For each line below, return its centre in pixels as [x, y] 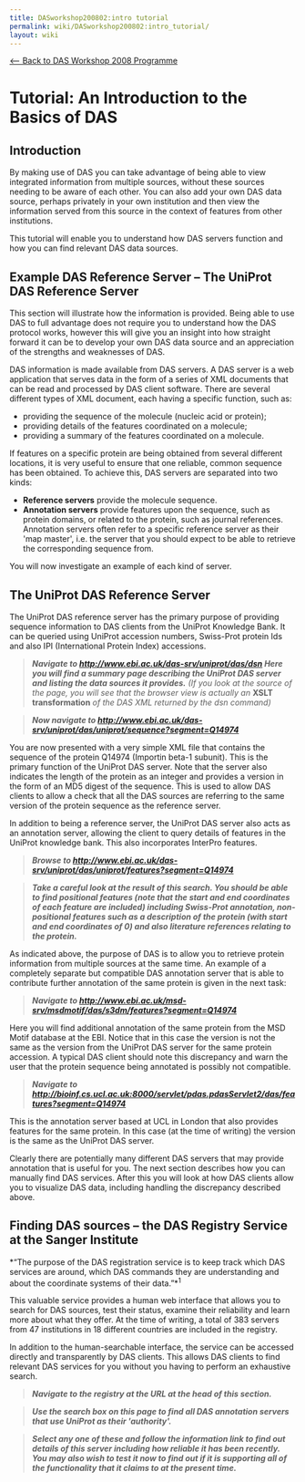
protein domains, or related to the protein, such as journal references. [153, 520]
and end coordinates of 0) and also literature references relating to [161, 926]
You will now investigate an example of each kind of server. [121, 566]
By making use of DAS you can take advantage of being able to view [138, 172]
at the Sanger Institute [74, 1240]
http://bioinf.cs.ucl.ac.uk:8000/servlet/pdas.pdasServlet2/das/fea [163, 1094]
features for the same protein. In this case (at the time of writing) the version [152, 1131]
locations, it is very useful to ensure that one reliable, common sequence [146, 463]
